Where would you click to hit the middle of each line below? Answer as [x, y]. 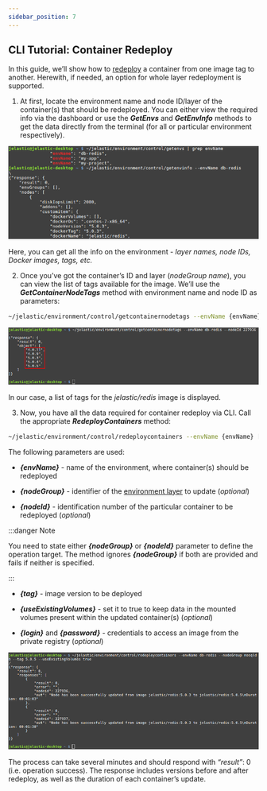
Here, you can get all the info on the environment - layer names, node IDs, [130, 252]
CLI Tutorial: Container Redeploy [91, 50]
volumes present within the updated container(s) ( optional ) [116, 617]
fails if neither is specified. [52, 562]
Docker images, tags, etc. [50, 260]
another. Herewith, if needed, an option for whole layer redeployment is [125, 78]
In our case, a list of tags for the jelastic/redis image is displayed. [114, 397]
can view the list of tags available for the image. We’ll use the [120, 284]
